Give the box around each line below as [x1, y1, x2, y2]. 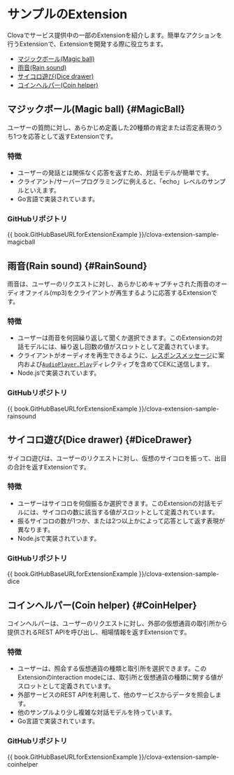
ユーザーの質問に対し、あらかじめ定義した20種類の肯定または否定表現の [7, 123, 217, 132]
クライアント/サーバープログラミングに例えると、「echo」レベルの [17, 177, 208, 186]
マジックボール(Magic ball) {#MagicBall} [7, 103, 185, 116]
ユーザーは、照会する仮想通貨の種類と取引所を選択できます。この [17, 664, 207, 673]
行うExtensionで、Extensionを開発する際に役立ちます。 [7, 39, 168, 48]
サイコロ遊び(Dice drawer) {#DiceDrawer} [7, 434, 193, 446]
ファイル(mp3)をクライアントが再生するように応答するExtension [25, 289, 212, 297]
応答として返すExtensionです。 [27, 132, 117, 140]
